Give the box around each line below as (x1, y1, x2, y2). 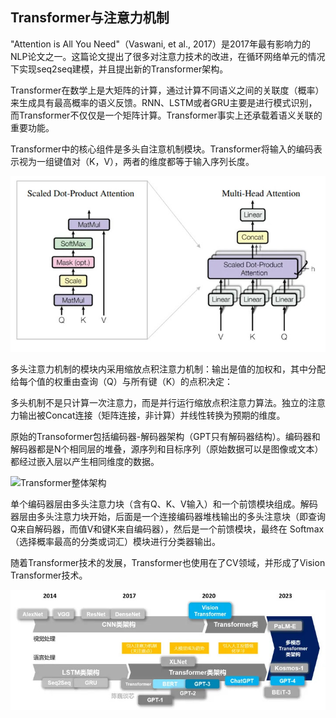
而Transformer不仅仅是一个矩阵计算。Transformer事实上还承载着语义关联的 (10, 109, 323, 121)
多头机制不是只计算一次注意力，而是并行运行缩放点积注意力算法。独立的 (10, 397, 308, 409)
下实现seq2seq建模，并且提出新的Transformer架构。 (10, 63, 229, 75)
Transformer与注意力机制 (10, 9, 170, 27)
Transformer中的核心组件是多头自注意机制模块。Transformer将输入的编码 (10, 143, 314, 155)
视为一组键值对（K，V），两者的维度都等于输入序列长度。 (18, 155, 255, 167)
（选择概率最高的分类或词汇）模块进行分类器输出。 (10, 536, 221, 548)
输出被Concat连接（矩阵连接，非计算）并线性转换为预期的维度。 (18, 409, 286, 422)
